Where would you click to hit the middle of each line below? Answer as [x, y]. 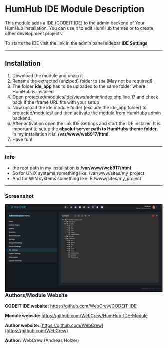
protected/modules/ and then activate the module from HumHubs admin [87, 113]
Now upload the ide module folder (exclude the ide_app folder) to [79, 107]
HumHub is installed [33, 91]
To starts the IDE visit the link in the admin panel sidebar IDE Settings [76, 43]
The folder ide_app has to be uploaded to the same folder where [79, 86]
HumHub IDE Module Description [75, 9]
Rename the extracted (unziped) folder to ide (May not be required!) [83, 81]
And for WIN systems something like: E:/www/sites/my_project [77, 179]
